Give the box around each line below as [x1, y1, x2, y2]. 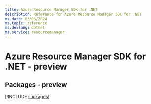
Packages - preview [5, 81, 67, 89]
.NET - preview [5, 62, 67, 72]
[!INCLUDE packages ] [5, 94, 50, 99]
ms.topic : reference [5, 21, 48, 26]
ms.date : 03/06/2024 [5, 16, 48, 21]
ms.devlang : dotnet [5, 25, 45, 30]
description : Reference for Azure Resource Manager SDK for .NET [5, 12, 142, 17]
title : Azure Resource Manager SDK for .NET [5, 7, 98, 12]
